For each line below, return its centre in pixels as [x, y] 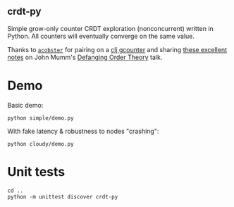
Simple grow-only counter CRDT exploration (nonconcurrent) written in [110, 28]
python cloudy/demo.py [41, 144]
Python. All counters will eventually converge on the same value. [101, 36]
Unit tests [36, 171]
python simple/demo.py [41, 118]
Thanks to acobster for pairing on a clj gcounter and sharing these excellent [117, 49]
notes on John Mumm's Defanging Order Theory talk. [85, 57]
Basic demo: [25, 105]
